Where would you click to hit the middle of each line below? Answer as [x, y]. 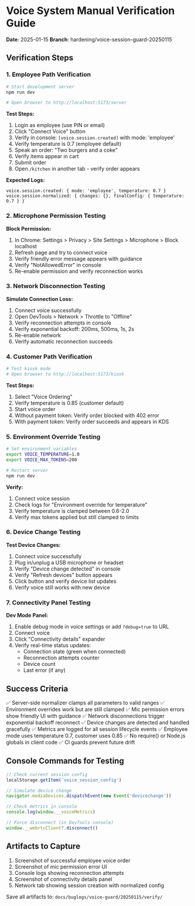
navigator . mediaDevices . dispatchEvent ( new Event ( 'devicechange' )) [89, 796]
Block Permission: [29, 228]
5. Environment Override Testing [53, 436]
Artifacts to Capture [43, 847]
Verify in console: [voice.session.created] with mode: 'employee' [95, 138]
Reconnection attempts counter [61, 658]
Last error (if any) [45, 670]
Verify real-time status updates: [53, 645]
